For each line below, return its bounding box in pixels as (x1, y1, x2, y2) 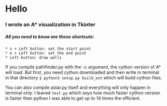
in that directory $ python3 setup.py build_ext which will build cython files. (5, 75, 162, 81)
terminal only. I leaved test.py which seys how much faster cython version (5, 90, 160, 96)
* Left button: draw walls (5, 55, 62, 61)
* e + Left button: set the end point (5, 51, 87, 56)
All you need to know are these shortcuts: (5, 33, 95, 39)
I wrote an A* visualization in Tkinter (5, 21, 96, 28)
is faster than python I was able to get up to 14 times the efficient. (5, 95, 141, 101)
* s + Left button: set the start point (5, 46, 92, 51)
